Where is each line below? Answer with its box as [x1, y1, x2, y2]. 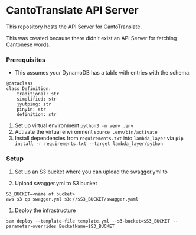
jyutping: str [17, 101, 51, 107]
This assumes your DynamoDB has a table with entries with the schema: [14, 69, 191, 76]
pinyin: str [17, 107, 46, 112]
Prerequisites [6, 56, 45, 64]
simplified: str [17, 96, 57, 102]
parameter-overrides [6, 223, 57, 229]
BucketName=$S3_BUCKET [58, 223, 115, 229]
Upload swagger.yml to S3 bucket [14, 179, 97, 186]
